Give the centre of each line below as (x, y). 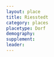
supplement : (21, 39)
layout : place (23, 12)
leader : (16, 45)
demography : (21, 34)
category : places (27, 23)
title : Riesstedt (27, 17)
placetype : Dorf (26, 28)
